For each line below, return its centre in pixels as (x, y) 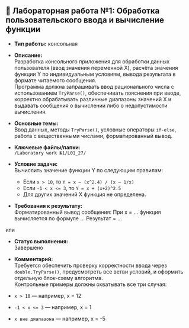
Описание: (28, 55)
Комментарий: (33, 259)
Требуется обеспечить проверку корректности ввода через (90, 265)
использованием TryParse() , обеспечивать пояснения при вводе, (97, 93)
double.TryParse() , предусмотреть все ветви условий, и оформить (99, 271)
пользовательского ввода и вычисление (85, 20)
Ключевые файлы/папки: (47, 147)
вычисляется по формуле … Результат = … (68, 218)
